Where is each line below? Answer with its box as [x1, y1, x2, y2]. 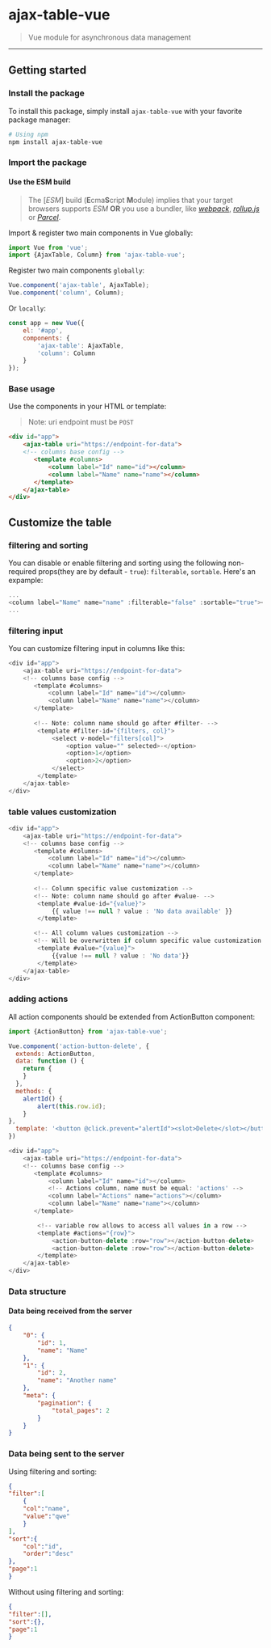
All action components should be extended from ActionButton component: [8, 1012, 256, 1021]
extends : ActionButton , [15, 1050, 95, 1058]
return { [23, 1065, 52, 1073]
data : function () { [15, 1057, 85, 1065]
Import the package [8, 157, 87, 168]
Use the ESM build [8, 176, 71, 187]
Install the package [8, 87, 85, 99]
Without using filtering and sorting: [8, 1587, 124, 1596]
